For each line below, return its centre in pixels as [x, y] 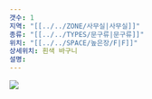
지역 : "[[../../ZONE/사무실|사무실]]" [75, 26]
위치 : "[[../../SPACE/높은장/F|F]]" [74, 43]
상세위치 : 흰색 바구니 [43, 51]
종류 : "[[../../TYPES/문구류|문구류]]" [77, 34]
